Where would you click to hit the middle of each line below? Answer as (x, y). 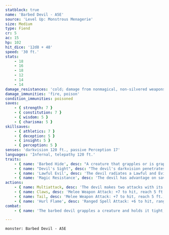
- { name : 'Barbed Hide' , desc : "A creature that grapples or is (84, 164)
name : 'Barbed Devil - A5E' (35, 15)
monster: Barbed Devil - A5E (36, 229)
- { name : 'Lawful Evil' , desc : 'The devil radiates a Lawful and (85, 173)
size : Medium (19, 24)
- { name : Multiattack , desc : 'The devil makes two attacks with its (89, 187)
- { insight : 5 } (32, 141)
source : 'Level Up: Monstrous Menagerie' (49, 19)
